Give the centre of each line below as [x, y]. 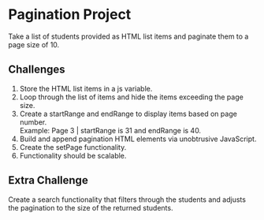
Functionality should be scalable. [73, 155]
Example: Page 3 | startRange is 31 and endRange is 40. [110, 130]
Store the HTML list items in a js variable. [86, 88]
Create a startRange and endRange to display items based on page [128, 114]
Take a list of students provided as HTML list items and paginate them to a [128, 36]
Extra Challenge [48, 180]
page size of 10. [34, 44]
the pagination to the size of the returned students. [91, 207]
